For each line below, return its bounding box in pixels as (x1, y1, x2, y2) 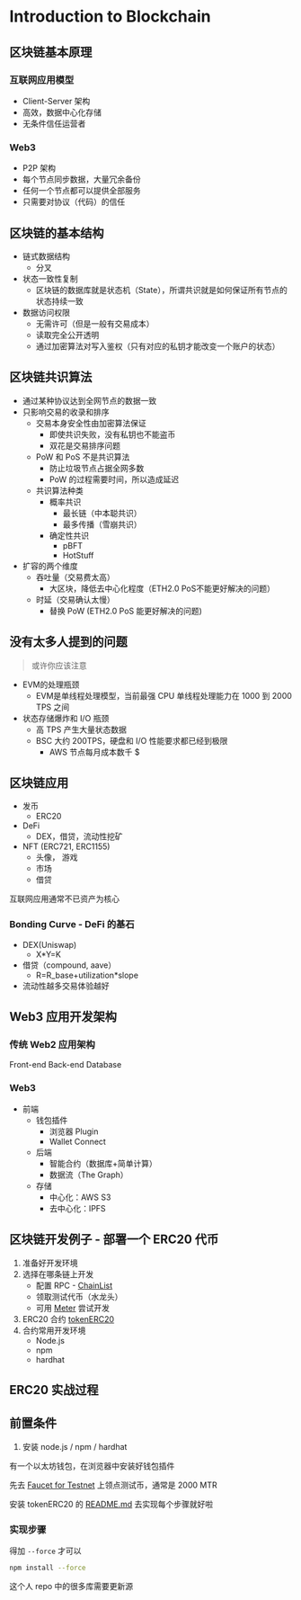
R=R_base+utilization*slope (35, 970, 139, 980)
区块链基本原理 (9, 44, 93, 59)
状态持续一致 (35, 295, 84, 307)
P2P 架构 (22, 163, 57, 174)
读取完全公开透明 (35, 329, 100, 340)
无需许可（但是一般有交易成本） (35, 317, 155, 329)
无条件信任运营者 (22, 118, 86, 129)
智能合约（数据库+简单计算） (49, 1158, 157, 1168)
